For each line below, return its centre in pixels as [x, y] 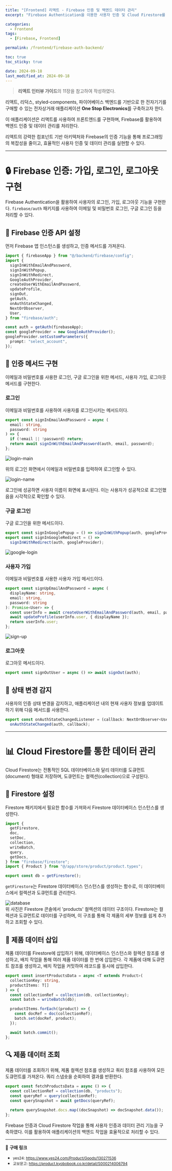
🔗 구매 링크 [16, 1147]
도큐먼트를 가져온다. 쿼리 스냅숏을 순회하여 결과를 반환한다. [64, 1077]
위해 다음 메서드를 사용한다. [42, 710]
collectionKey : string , [35, 980]
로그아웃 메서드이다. [25, 663]
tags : [11, 34]
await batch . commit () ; [34, 1032]
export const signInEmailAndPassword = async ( [57, 420]
